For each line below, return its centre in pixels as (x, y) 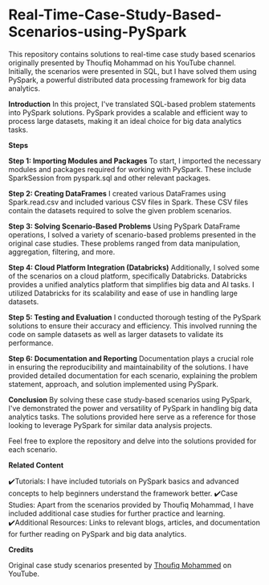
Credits (21, 550)
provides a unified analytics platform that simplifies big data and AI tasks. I (131, 284)
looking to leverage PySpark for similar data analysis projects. (110, 425)
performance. (31, 343)
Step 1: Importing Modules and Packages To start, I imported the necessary (135, 161)
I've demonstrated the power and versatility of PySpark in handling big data (133, 408)
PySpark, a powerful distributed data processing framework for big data (127, 80)
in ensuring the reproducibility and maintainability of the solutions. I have (128, 367)
